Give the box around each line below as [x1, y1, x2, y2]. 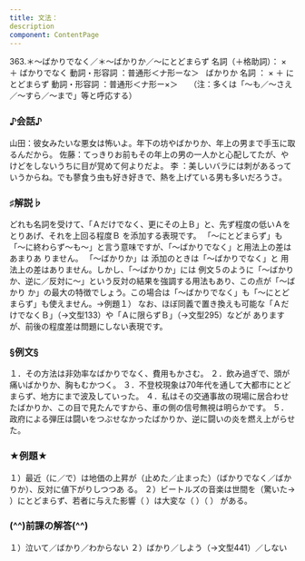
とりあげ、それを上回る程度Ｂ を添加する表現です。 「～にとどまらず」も [9, 230, 283, 241]
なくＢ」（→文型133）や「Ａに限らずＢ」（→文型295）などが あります [25, 310, 285, 320]
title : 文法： [9, 13, 59, 23]
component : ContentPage [9, 30, 100, 39]
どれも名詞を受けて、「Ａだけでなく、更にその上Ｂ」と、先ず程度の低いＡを [9, 219, 291, 230]
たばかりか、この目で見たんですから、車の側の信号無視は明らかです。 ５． [9, 402, 289, 413]
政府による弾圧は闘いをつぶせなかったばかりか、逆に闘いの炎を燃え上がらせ [9, 414, 296, 425]
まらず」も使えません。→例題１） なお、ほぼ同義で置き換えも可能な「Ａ [9, 298, 281, 309]
